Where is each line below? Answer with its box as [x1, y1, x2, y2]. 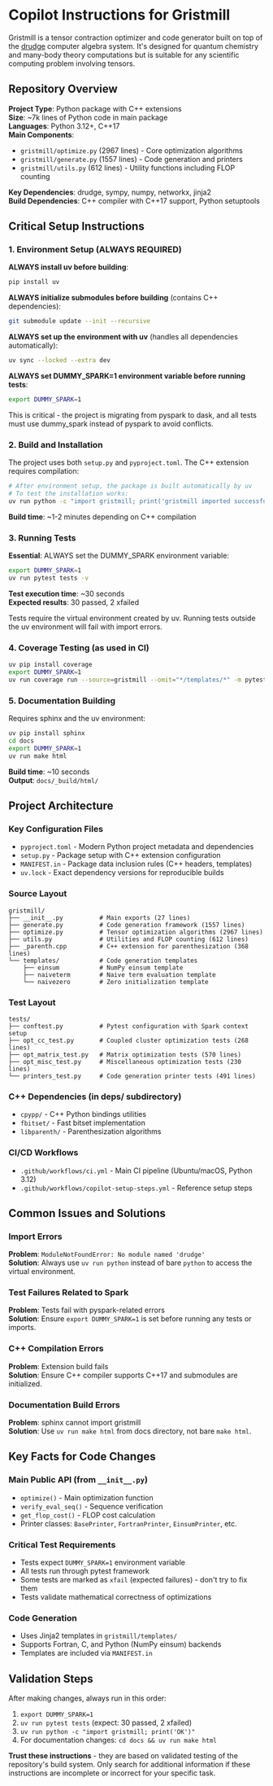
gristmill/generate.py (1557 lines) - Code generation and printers [19, 154, 244, 164]
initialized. [8, 1378, 42, 1389]
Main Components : [8, 129, 75, 139]
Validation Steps [8, 1671, 93, 1686]
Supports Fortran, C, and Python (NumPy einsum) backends [19, 1639, 222, 1649]
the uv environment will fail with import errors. [8, 621, 162, 632]
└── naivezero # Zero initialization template [23, 978, 209, 986]
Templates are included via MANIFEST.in [19, 1648, 153, 1658]
